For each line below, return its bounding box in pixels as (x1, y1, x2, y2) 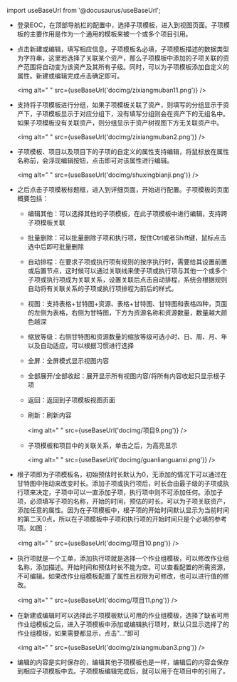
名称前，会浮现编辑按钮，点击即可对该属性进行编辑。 (16, 156, 174, 165)
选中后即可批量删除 (27, 243, 85, 250)
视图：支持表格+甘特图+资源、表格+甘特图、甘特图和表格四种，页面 (27, 300, 228, 307)
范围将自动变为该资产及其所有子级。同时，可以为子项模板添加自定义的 (23, 63, 229, 71)
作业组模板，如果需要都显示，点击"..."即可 (16, 629, 140, 637)
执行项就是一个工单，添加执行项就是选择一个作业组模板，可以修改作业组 (16, 554, 229, 562)
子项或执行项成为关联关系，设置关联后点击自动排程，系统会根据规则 (27, 275, 228, 284)
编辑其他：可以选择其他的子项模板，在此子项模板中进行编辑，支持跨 (27, 210, 228, 218)
